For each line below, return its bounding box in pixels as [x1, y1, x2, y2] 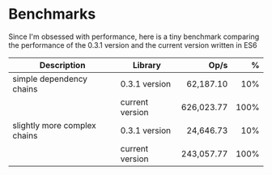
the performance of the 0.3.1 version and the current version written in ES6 [8, 40, 257, 49]
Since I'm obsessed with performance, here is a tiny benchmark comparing [8, 32, 260, 41]
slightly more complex [12, 119, 97, 130]
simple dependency [12, 73, 87, 84]
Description [39, 59, 86, 70]
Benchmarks [8, 5, 96, 23]
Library [132, 59, 162, 70]
